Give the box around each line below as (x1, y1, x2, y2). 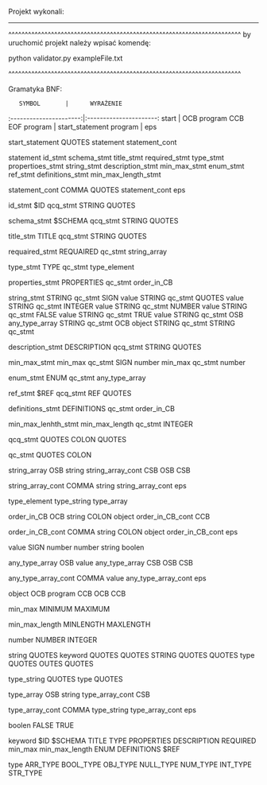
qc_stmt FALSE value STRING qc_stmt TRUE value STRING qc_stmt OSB (8, 310, 244, 319)
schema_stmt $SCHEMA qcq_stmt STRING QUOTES (8, 216, 179, 225)
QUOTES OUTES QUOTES (8, 659, 94, 668)
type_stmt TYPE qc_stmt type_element (8, 262, 135, 271)
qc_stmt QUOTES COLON (8, 450, 92, 460)
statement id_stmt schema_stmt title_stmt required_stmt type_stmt (8, 153, 225, 162)
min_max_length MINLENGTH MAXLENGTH (8, 620, 151, 629)
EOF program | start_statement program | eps (8, 122, 157, 131)
